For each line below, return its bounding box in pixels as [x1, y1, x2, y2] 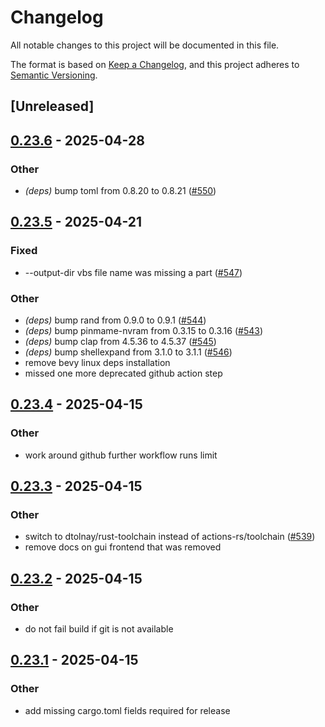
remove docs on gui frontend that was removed [24, 541, 222, 553]
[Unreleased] [10, 98, 95, 115]
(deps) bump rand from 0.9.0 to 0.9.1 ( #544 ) [24, 314, 207, 326]
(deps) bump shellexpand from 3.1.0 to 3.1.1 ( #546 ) [24, 346, 233, 358]
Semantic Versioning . [10, 69, 98, 81]
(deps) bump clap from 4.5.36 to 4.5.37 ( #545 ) [24, 336, 217, 347]
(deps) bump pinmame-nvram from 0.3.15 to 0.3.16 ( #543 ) [24, 325, 264, 336]
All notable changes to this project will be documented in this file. [10, 39, 280, 51]
